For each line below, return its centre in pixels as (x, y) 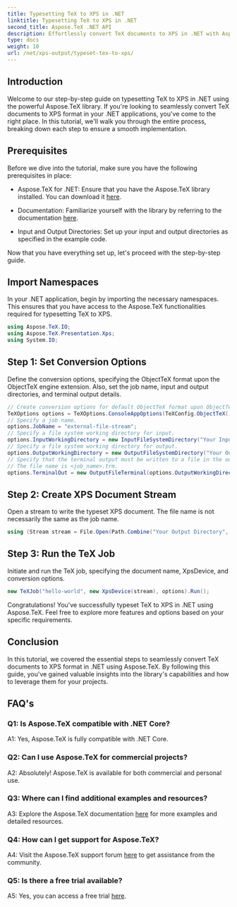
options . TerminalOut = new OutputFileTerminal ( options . (91, 473)
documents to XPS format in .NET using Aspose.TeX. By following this (109, 666)
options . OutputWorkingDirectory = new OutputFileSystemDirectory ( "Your (115, 453)
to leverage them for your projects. (58, 681)
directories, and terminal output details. (65, 394)
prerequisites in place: (39, 175)
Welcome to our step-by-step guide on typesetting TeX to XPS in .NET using (118, 99)
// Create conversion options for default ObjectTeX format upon (105, 407)
